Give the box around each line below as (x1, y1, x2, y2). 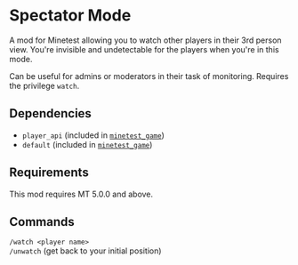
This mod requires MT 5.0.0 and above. (9, 189, 154, 199)
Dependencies (9, 106, 92, 121)
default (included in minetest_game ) (21, 139, 153, 149)
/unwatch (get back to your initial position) (9, 245, 162, 256)
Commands (9, 214, 76, 229)
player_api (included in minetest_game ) (21, 130, 165, 141)
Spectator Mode (9, 5, 132, 26)
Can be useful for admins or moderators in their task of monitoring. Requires (9, 70, 289, 81)
